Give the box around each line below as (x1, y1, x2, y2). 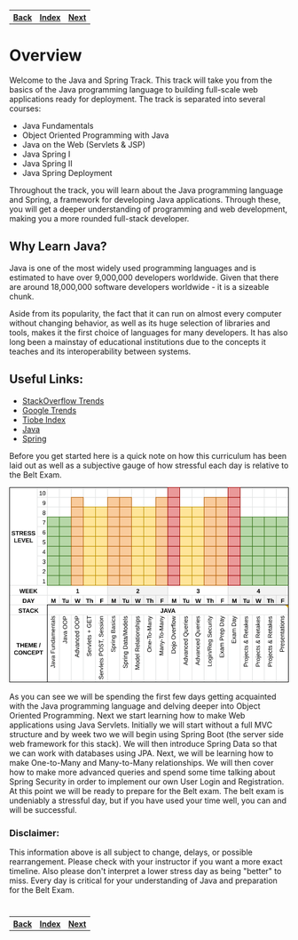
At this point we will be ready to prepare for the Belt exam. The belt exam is (9, 785, 285, 796)
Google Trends (21, 405, 77, 415)
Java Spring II (21, 157, 73, 169)
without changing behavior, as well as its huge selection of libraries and (9, 317, 271, 328)
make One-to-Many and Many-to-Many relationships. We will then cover (9, 757, 274, 767)
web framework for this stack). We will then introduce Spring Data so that (9, 738, 278, 749)
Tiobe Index (21, 414, 67, 425)
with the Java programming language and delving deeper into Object (9, 700, 261, 711)
